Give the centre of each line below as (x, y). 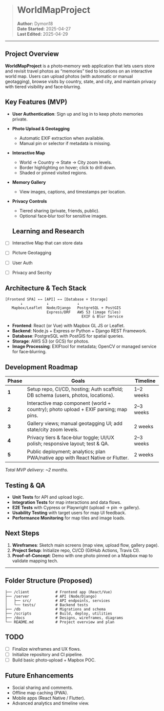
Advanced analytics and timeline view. (51, 703)
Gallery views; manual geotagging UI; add (75, 423)
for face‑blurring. (29, 352)
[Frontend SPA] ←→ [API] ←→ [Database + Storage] (57, 299)
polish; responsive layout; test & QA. (68, 444)
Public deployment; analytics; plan (66, 452)
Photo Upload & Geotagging (41, 128)
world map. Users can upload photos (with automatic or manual (69, 76)
